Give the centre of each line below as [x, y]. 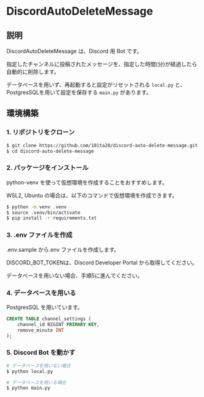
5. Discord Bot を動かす [41, 352]
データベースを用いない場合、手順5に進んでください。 [75, 275]
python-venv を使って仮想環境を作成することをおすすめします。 [87, 182]
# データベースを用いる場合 [36, 382]
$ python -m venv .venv [37, 207]
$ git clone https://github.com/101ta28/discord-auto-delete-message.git [102, 145]
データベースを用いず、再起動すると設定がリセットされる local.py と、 [96, 85]
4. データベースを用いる [41, 293]
